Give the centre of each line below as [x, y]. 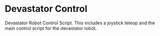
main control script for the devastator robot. [51, 28]
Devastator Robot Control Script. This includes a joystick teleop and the [80, 23]
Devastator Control [46, 9]
